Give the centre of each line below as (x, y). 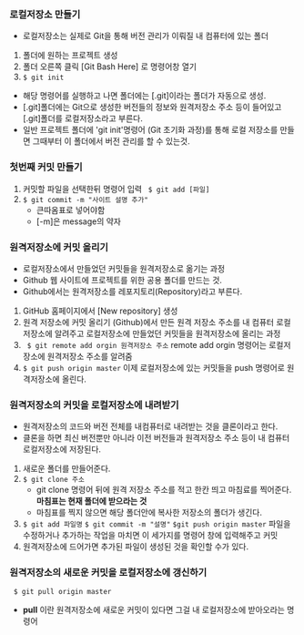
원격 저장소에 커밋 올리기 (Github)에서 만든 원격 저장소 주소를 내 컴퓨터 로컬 (157, 322)
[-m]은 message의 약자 (78, 221)
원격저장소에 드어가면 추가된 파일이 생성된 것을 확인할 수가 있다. (135, 547)
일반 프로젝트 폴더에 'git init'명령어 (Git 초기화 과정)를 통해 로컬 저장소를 (150, 130)
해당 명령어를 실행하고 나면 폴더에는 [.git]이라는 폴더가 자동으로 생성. (144, 96)
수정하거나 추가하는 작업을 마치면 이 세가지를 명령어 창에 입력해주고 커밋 (150, 536)
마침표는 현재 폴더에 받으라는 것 (91, 501)
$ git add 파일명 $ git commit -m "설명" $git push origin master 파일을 (157, 524)
